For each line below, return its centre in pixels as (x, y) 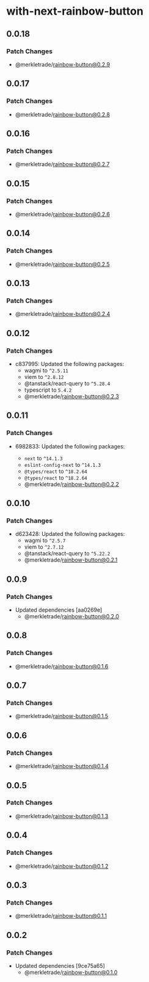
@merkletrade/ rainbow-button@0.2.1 (71, 560)
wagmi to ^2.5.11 (46, 370)
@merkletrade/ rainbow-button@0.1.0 (71, 972)
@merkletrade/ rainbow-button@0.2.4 (63, 314)
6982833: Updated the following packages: (70, 446)
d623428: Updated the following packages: (70, 534)
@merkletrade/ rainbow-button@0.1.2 (62, 866)
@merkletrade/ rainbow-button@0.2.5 (62, 264)
